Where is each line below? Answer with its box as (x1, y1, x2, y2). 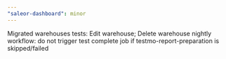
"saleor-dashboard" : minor (7, 10, 86, 17)
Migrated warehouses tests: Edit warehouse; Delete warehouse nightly (7, 29, 212, 37)
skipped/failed (7, 44, 49, 52)
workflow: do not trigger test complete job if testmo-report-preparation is (7, 36, 220, 45)
